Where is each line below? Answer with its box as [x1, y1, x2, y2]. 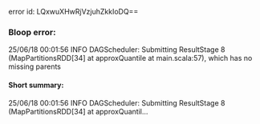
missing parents [8, 62, 62, 71]
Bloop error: [8, 26, 56, 38]
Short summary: [8, 80, 64, 90]
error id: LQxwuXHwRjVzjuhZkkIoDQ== [8, 7, 139, 16]
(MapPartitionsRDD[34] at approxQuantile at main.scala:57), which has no [8, 54, 253, 63]
